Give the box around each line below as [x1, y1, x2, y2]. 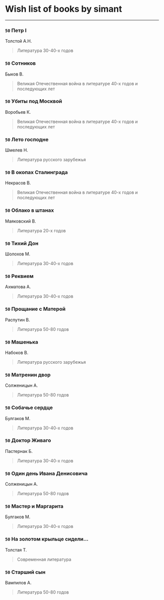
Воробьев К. [5, 109, 31, 115]
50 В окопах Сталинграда [5, 169, 68, 176]
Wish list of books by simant [5, 3, 123, 15]
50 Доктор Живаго [5, 437, 51, 444]
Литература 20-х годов [17, 227, 66, 233]
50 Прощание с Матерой [5, 305, 66, 312]
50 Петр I [5, 27, 27, 34]
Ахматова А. [5, 284, 31, 290]
